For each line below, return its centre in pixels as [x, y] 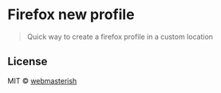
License [28, 62]
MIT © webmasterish [42, 80]
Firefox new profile [71, 15]
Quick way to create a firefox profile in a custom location [120, 37]
